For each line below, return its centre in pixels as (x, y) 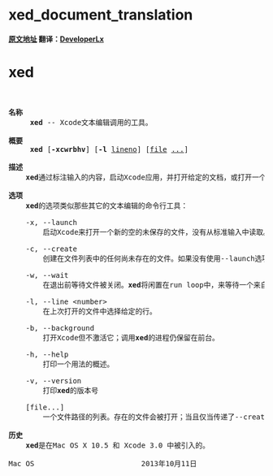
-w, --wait (47, 275)
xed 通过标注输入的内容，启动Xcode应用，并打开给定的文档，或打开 (139, 177)
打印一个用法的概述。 (78, 364)
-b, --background (60, 328)
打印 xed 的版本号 (71, 390)
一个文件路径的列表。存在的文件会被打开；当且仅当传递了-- (143, 417)
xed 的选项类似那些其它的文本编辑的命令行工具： (107, 206)
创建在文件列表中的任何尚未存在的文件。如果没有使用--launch (149, 258)
